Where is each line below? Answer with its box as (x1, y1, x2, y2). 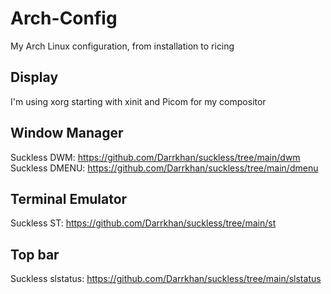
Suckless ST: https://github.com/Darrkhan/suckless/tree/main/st (10, 217, 277, 229)
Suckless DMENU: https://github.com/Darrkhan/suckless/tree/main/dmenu (10, 162, 319, 174)
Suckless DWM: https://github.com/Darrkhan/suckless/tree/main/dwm (10, 151, 301, 163)
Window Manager (10, 125, 124, 142)
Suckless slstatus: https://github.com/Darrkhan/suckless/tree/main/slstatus (10, 273, 322, 285)
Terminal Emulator (10, 190, 128, 207)
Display (10, 69, 59, 86)
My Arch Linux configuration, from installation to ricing (10, 40, 235, 52)
